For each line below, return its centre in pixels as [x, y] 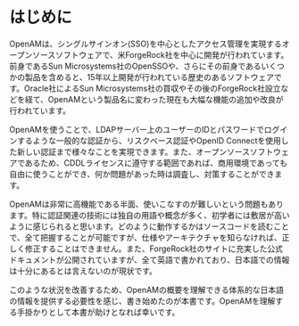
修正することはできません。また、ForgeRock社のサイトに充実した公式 [154, 249]
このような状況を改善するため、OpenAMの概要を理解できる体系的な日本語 [146, 289]
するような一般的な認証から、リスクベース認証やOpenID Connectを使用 [149, 140]
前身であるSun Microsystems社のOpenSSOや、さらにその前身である [135, 66]
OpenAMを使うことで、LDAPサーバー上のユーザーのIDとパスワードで [137, 129]
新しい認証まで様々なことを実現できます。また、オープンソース [133, 151]
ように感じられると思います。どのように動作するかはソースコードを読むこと [149, 226]
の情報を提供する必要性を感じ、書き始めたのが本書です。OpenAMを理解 [142, 301]
